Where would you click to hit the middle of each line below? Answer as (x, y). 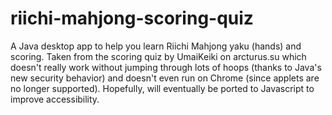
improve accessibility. (55, 99)
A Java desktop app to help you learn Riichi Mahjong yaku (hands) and (156, 46)
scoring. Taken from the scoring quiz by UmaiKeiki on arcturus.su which (158, 56)
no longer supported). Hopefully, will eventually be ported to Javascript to (162, 88)
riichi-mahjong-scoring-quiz (132, 18)
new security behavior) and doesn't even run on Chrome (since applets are (165, 78)
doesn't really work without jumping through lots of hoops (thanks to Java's (166, 67)
